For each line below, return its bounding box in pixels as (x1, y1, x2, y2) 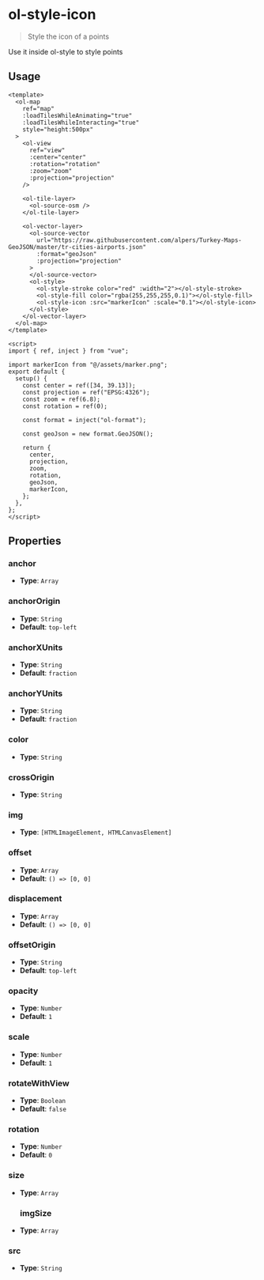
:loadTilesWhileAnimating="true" (22, 111, 133, 119)
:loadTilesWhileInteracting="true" (22, 119, 140, 126)
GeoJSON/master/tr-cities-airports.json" (8, 243, 147, 251)
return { (22, 444, 51, 451)
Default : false (19, 1104, 67, 1113)
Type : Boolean (19, 1096, 66, 1104)
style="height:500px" (22, 125, 93, 134)
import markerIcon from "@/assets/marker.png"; (8, 361, 168, 368)
